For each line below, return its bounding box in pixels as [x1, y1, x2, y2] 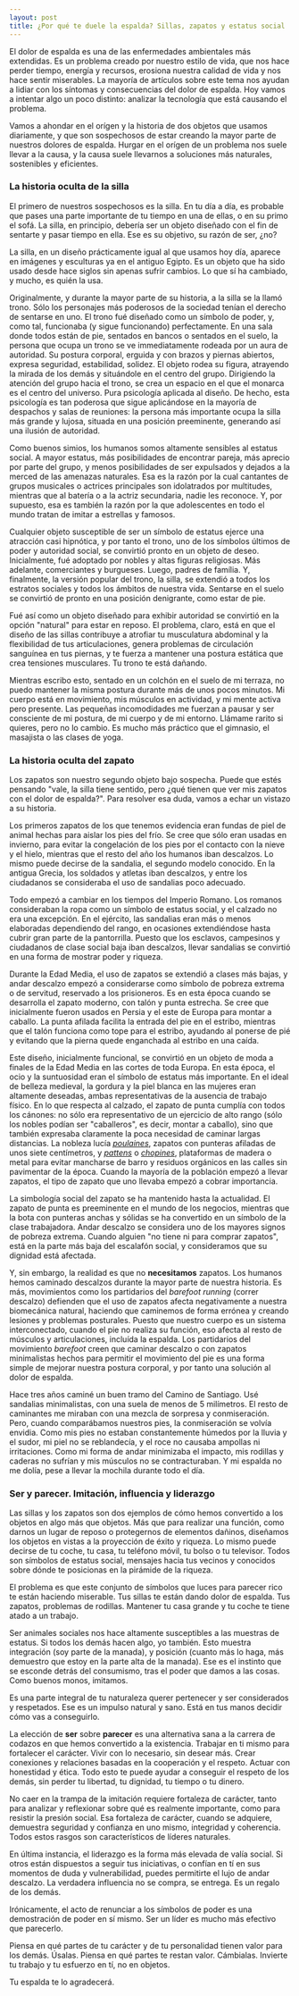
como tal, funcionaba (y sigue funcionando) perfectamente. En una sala [9, 321, 273, 331]
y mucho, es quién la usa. [9, 274, 104, 286]
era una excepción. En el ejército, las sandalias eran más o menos [9, 913, 252, 925]
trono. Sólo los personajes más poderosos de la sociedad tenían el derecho [9, 301, 287, 313]
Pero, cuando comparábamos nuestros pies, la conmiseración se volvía [9, 1418, 272, 1429]
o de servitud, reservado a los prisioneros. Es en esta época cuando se [9, 988, 271, 999]
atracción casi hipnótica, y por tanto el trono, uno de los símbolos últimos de [9, 535, 291, 546]
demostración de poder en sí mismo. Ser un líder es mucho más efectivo [9, 1914, 277, 1925]
